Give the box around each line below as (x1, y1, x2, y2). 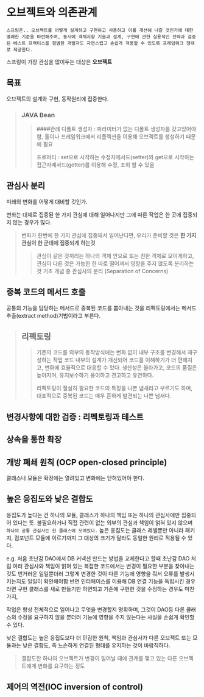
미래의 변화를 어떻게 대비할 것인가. (6, 198, 88, 205)
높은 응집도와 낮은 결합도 (6, 494, 93, 504)
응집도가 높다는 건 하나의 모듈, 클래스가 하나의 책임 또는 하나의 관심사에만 (6, 511, 180, 518)
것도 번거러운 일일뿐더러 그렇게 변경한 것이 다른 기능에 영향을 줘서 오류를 (6, 570, 178, 577)
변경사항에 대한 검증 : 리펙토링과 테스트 (6, 412, 144, 422)
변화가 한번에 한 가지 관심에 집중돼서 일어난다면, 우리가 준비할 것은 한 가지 (21, 231, 197, 238)
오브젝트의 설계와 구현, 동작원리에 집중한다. (6, 95, 109, 102)
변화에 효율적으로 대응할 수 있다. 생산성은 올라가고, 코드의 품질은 (44, 364, 197, 371)
